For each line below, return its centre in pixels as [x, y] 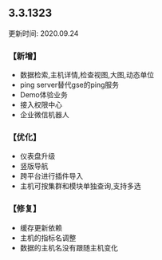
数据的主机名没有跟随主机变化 [69, 247]
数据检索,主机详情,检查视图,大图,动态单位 [87, 75]
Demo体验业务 [43, 95]
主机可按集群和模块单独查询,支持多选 [80, 186]
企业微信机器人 [44, 115]
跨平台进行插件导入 [51, 176]
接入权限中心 [41, 105]
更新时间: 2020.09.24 [43, 33]
